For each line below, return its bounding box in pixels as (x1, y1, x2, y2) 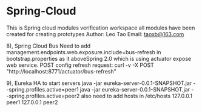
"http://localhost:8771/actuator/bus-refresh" (6, 67, 116, 75)
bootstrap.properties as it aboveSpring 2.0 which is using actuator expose (6, 55, 192, 62)
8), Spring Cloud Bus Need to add (6, 42, 91, 49)
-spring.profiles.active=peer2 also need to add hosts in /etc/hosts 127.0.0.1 (6, 92, 193, 99)
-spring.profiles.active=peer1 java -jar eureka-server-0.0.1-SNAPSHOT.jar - (6, 86, 194, 93)
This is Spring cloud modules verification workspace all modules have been (6, 24, 195, 31)
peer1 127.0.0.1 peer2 (6, 98, 58, 106)
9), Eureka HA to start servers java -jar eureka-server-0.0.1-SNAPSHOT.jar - (6, 79, 196, 87)
